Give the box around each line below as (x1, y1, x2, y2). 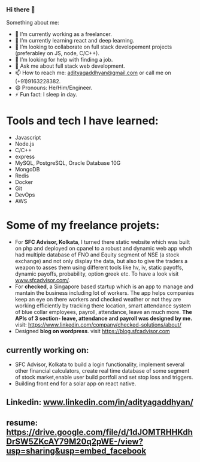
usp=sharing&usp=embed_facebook (6, 446, 147, 456)
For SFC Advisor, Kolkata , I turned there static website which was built (14, 238, 190, 246)
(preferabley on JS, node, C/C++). (14, 50, 100, 57)
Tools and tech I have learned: (6, 114, 159, 128)
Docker (14, 179, 34, 186)
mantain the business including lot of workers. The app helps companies (14, 289, 195, 297)
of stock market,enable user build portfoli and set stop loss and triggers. (14, 373, 193, 381)
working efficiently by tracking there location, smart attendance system (14, 302, 192, 309)
